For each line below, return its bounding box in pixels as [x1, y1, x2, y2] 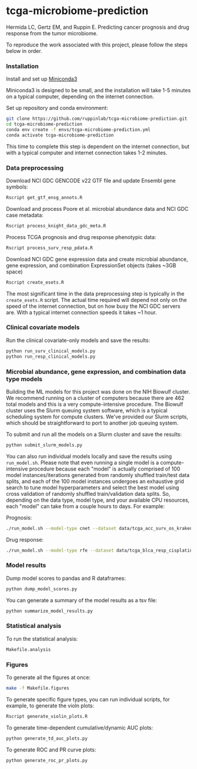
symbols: [6, 183, 28, 190]
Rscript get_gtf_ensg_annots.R [6, 195, 83, 201]
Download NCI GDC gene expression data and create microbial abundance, [6, 256, 188, 263]
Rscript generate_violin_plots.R [6, 713, 88, 719]
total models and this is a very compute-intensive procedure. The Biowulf [6, 401, 184, 408]
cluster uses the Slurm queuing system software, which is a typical [6, 407, 168, 414]
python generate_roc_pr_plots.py [6, 757, 88, 763]
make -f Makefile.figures [6, 686, 69, 691]
